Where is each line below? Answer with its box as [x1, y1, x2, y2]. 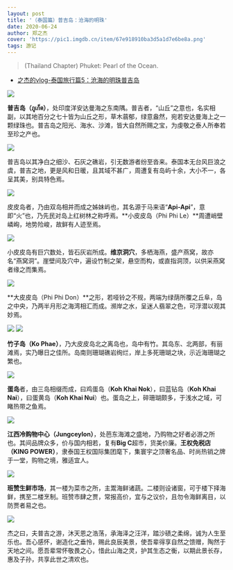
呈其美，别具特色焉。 [7, 175, 68, 183]
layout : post [7, 10, 45, 17]
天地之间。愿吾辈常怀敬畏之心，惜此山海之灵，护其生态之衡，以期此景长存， [7, 546, 226, 555]
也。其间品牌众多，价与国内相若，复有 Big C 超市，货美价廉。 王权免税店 [7, 439, 212, 447]
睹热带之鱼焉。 [7, 402, 50, 410]
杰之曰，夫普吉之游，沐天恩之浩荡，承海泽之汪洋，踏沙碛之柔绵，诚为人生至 [7, 529, 226, 537]
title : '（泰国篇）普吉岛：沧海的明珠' [7, 17, 107, 24]
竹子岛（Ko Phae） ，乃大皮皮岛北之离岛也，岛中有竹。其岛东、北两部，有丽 [7, 340, 223, 348]
